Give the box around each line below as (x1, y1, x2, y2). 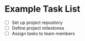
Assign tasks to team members (11, 31, 75, 37)
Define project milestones (11, 25, 65, 31)
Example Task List (4, 3, 81, 15)
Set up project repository (11, 20, 63, 25)
